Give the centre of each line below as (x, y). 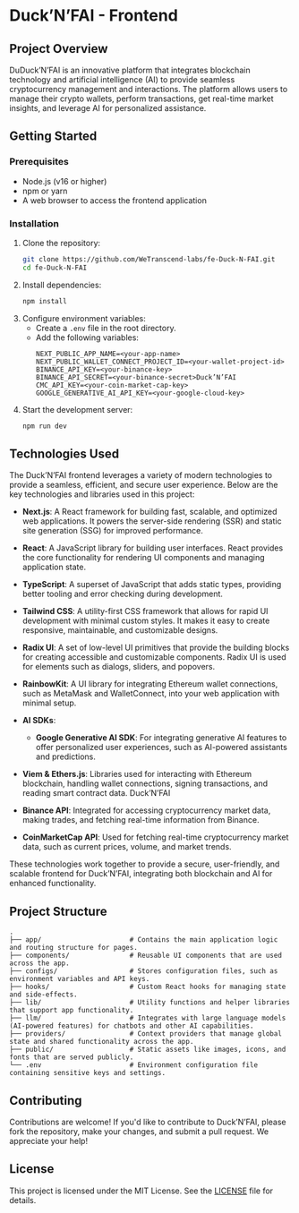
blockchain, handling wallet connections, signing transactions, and (145, 783)
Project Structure (58, 911)
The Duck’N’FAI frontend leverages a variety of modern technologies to (141, 475)
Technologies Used (64, 453)
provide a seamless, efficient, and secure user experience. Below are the (144, 485)
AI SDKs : (39, 721)
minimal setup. (49, 703)
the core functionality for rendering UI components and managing (144, 558)
